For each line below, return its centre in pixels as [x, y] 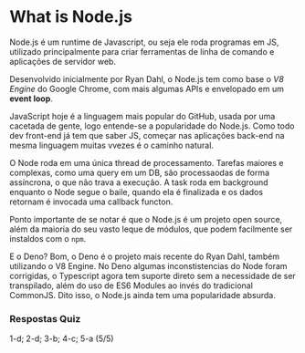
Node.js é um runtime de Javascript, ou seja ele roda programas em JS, [144, 42]
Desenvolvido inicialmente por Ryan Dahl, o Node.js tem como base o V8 [147, 78]
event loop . [31, 99]
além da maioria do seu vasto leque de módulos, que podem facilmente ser [151, 229]
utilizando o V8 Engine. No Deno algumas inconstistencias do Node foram [148, 265]
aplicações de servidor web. [63, 61]
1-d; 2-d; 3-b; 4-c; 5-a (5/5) [62, 338]
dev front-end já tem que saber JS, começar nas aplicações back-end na [147, 135]
